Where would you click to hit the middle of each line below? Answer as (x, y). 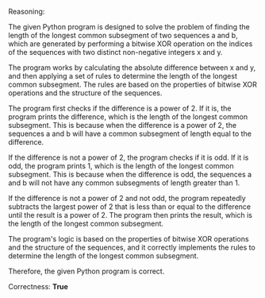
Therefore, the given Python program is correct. (86, 271)
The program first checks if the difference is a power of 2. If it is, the (120, 108)
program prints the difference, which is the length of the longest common (128, 117)
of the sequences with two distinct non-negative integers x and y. (115, 52)
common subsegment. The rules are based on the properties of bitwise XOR (133, 84)
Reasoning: (27, 12)
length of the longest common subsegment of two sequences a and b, (123, 35)
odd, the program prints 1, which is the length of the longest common (121, 166)
